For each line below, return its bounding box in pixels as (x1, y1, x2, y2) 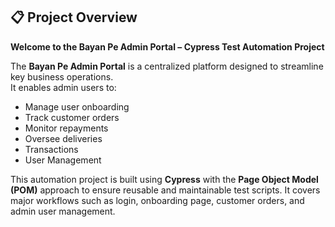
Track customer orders (24, 111, 120, 123)
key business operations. (10, 70, 114, 83)
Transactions (24, 143, 79, 155)
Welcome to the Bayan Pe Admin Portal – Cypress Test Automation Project (10, 40, 325, 53)
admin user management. (10, 205, 116, 217)
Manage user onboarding (24, 100, 130, 113)
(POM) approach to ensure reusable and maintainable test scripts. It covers (10, 184, 321, 196)
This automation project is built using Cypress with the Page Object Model (10, 173, 319, 185)
